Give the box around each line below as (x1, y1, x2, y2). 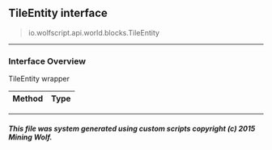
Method (12, 93, 44, 104)
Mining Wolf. (8, 132, 53, 142)
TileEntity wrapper (8, 74, 70, 84)
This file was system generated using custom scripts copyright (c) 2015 (8, 123, 256, 133)
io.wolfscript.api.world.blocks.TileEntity (28, 27, 160, 37)
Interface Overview (8, 56, 87, 67)
